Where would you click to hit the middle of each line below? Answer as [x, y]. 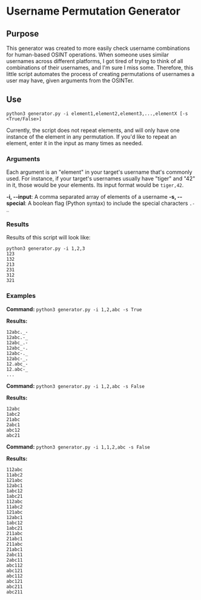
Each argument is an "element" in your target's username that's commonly [99, 172]
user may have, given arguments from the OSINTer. [70, 81]
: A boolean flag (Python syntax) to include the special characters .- [110, 203]
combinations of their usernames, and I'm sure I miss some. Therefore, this [100, 67]
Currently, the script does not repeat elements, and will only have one [93, 130]
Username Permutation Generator [93, 11]
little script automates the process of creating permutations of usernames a [100, 74]
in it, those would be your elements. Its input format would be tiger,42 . [95, 185]
